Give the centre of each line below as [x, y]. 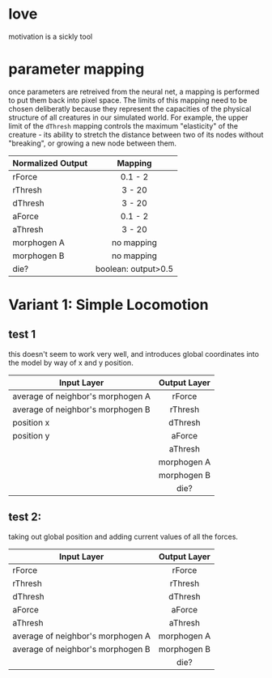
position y [31, 435]
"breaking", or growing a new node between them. [92, 143]
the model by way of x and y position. [71, 362]
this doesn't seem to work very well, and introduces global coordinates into [134, 354]
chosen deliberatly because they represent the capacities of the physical [130, 108]
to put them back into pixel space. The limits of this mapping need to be [128, 100]
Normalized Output [50, 163]
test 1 [22, 335]
